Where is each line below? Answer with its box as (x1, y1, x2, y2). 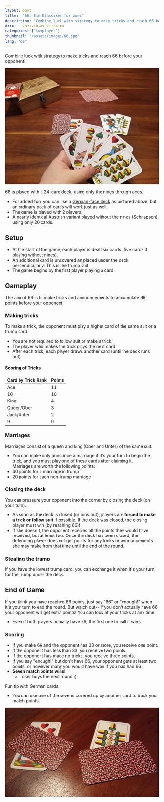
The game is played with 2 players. (12, 209, 82, 214)
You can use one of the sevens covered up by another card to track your (12, 693, 159, 698)
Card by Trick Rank (7, 377, 47, 383)
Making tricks (5, 312, 39, 319)
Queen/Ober (7, 405, 33, 411)
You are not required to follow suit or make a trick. (12, 338, 113, 344)
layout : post (5, 8, 32, 13)
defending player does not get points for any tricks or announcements (12, 538, 153, 544)
